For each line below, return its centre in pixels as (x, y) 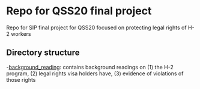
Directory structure (43, 53)
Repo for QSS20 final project (79, 11)
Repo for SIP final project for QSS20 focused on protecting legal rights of (97, 27)
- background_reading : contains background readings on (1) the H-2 (90, 67)
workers (21, 33)
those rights (21, 79)
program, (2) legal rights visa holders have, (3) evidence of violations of (95, 73)
